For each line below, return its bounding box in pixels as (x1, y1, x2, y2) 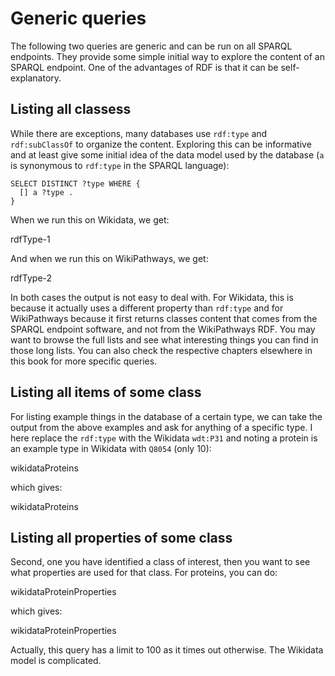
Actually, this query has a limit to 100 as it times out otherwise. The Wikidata (10, 644, 324, 656)
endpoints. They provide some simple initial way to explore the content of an (10, 50, 325, 62)
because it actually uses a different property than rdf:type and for (10, 302, 284, 314)
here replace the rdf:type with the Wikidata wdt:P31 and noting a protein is (10, 432, 318, 444)
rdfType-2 (10, 272, 53, 284)
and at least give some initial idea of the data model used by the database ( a (10, 148, 325, 161)
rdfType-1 (10, 233, 51, 245)
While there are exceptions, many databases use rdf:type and (10, 127, 268, 139)
